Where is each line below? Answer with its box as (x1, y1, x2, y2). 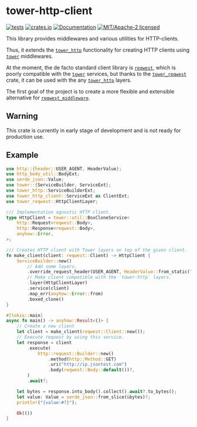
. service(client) (27, 285, 69, 292)
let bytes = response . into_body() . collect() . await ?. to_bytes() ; (16, 388, 177, 395)
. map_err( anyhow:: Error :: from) (27, 291, 104, 296)
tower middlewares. (6, 52, 53, 59)
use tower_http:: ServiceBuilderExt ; (6, 188, 96, 194)
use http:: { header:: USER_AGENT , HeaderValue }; (6, 166, 122, 172)
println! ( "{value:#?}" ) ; (16, 399, 77, 405)
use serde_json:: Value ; (6, 176, 64, 183)
